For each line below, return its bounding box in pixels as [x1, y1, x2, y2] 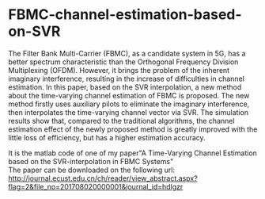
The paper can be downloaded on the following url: [8, 165, 176, 174]
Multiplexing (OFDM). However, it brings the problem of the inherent [8, 65, 230, 75]
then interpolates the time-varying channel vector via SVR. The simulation [8, 107, 249, 117]
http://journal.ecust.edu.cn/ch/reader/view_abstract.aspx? [8, 173, 198, 183]
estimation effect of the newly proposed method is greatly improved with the [8, 124, 258, 134]
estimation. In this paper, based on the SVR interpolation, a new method [8, 82, 242, 92]
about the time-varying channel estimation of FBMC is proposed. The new [8, 90, 250, 100]
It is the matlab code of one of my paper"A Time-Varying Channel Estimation [8, 148, 257, 158]
